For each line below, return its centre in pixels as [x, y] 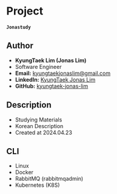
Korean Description [39, 126]
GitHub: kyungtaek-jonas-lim [52, 86]
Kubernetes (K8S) [37, 185]
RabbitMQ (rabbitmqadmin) [49, 179]
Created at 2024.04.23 [44, 132]
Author [20, 46]
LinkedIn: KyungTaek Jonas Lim [55, 79]
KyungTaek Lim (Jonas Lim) [51, 60]
